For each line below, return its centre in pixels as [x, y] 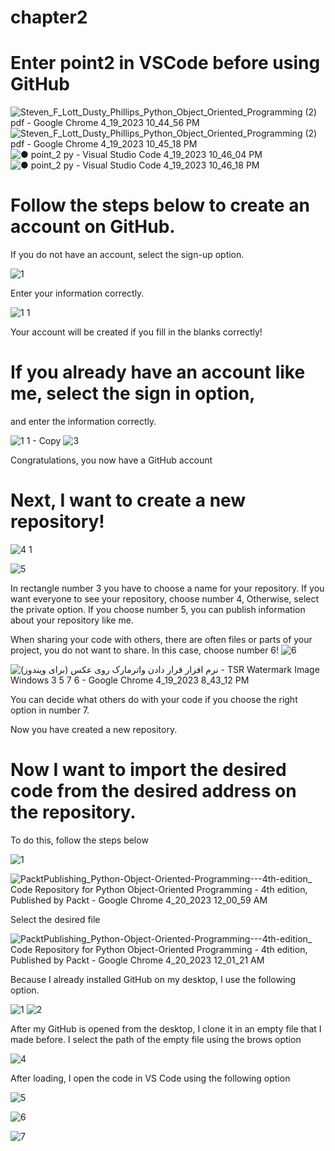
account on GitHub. [93, 227]
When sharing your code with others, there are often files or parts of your [161, 639]
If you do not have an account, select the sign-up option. [127, 255]
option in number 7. [50, 710]
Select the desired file [55, 919]
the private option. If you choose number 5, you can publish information [158, 609]
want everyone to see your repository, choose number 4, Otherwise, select [165, 598]
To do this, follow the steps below [79, 840]
